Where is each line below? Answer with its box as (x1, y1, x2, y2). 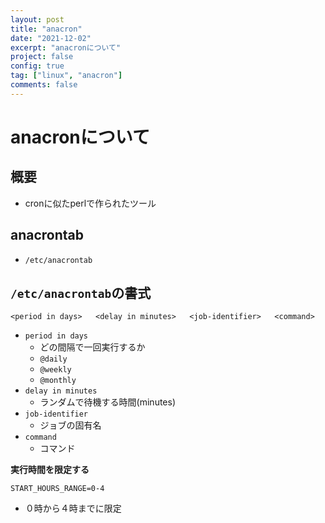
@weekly (39, 365, 72, 375)
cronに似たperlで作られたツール (24, 197, 157, 209)
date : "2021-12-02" (10, 33, 92, 43)
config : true (10, 61, 65, 71)
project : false (10, 52, 74, 62)
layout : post (10, 14, 65, 25)
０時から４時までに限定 (24, 502, 122, 515)
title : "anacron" (10, 24, 83, 34)
